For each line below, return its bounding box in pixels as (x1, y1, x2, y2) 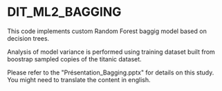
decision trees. (7, 34, 50, 42)
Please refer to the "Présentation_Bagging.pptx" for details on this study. (7, 68, 214, 77)
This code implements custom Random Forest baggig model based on (7, 27, 207, 35)
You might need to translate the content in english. (7, 75, 151, 83)
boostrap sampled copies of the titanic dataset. (7, 54, 142, 63)
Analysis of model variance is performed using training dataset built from (7, 48, 216, 56)
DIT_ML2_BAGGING (7, 4, 122, 20)
